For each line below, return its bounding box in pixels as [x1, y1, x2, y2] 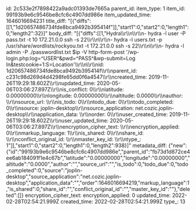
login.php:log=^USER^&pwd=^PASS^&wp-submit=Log [6, 55, 136, 62]
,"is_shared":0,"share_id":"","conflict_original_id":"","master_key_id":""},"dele [6, 186, 190, 192]
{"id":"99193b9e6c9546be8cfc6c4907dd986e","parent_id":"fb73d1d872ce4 [6, 148, 190, 155]
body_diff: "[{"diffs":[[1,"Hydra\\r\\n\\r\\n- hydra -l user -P [49, 30, 186, 37]
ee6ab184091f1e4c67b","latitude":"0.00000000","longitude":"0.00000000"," [6, 155, 190, 161]
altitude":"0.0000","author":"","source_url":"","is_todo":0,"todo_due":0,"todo [6, 161, 188, 168]
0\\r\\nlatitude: [90, 86, 124, 93]
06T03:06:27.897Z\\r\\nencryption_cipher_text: [6, 123, 119, 130]
